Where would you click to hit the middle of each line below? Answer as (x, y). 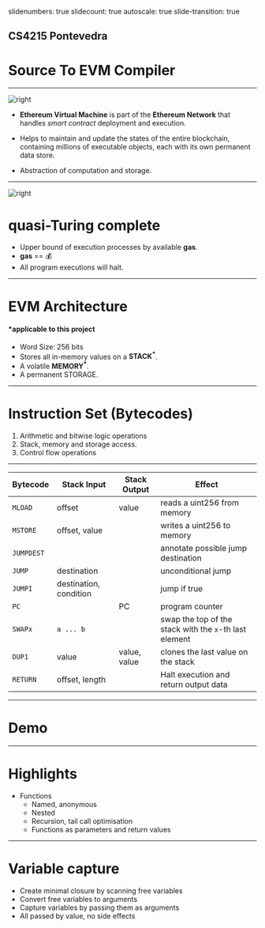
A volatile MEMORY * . (54, 365)
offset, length (81, 679)
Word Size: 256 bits (52, 346)
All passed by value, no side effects (77, 915)
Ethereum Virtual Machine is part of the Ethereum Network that (125, 115)
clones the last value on (204, 651)
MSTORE (24, 530)
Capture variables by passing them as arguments (99, 907)
